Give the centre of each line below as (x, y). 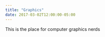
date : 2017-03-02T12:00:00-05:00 (40, 15)
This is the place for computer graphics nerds (53, 29)
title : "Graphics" (24, 10)
